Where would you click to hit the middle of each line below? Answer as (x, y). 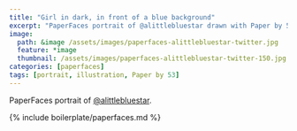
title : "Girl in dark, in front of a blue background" (112, 17)
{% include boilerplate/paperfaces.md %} (85, 117)
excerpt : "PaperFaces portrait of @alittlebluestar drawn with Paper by (146, 26)
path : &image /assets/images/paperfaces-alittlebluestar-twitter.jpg (148, 42)
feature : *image (47, 50)
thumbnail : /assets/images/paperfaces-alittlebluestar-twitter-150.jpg (152, 58)
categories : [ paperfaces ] (57, 67)
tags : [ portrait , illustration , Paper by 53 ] (94, 75)
